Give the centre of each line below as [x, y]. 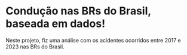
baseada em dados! [56, 24]
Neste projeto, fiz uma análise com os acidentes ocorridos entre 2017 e [93, 40]
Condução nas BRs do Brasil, [79, 11]
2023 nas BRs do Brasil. [35, 47]
